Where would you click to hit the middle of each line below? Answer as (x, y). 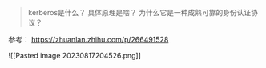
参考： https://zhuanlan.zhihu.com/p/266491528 (89, 40)
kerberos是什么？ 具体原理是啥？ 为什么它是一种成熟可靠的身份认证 (139, 12)
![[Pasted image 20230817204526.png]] (75, 56)
